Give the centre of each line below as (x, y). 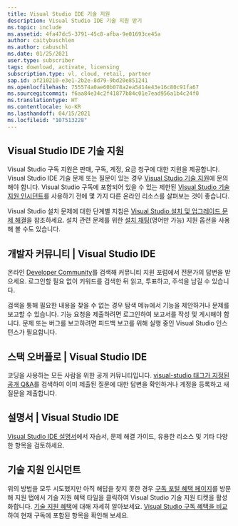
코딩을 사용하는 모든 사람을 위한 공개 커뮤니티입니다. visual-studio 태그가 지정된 (119, 375)
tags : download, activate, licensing (63, 67)
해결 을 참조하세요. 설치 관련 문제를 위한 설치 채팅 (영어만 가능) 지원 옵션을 (116, 220)
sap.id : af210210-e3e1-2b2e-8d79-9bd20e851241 (78, 80)
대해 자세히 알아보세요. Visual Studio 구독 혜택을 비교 (154, 506)
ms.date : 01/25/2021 (38, 54)
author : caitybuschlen (41, 41)
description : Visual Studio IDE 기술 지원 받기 (75, 21)
